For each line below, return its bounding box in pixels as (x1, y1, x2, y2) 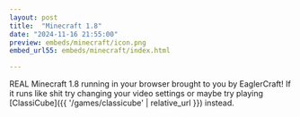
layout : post (9, 13, 58, 22)
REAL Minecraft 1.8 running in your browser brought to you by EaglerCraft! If (9, 79, 292, 89)
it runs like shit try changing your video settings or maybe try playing (9, 88, 263, 99)
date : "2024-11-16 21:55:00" (9, 29, 119, 38)
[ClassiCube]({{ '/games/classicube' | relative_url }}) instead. (9, 97, 235, 108)
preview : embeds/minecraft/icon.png (9, 38, 146, 47)
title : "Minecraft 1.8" (9, 21, 102, 30)
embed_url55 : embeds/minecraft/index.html (9, 46, 171, 55)
